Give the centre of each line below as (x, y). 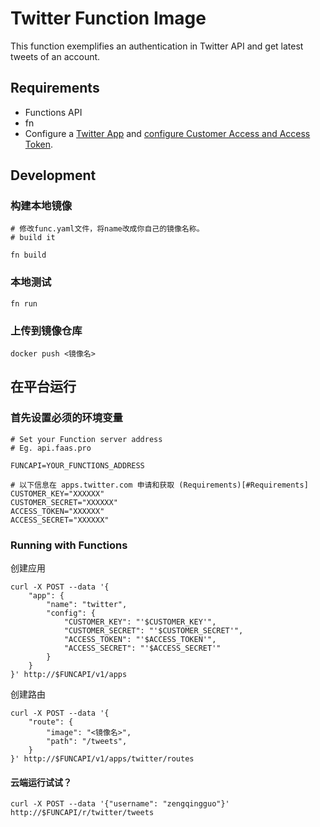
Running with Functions (69, 545)
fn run (24, 303)
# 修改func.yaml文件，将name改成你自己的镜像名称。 (107, 229)
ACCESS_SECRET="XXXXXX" (60, 520)
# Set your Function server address (86, 439)
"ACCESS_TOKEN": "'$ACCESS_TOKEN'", (140, 640)
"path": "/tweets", (87, 742)
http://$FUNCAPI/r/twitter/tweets (82, 813)
